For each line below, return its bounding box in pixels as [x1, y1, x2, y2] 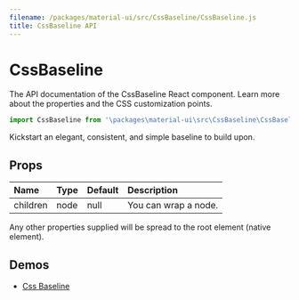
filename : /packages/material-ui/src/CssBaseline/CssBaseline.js [9, 12, 256, 22]
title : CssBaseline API [9, 21, 98, 30]
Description [127, 184, 178, 197]
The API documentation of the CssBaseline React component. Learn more [9, 89, 280, 100]
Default [86, 184, 119, 197]
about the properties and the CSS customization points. [9, 99, 213, 109]
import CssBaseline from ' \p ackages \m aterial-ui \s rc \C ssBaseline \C [9, 116, 265, 125]
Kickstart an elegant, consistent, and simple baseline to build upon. [9, 132, 255, 142]
